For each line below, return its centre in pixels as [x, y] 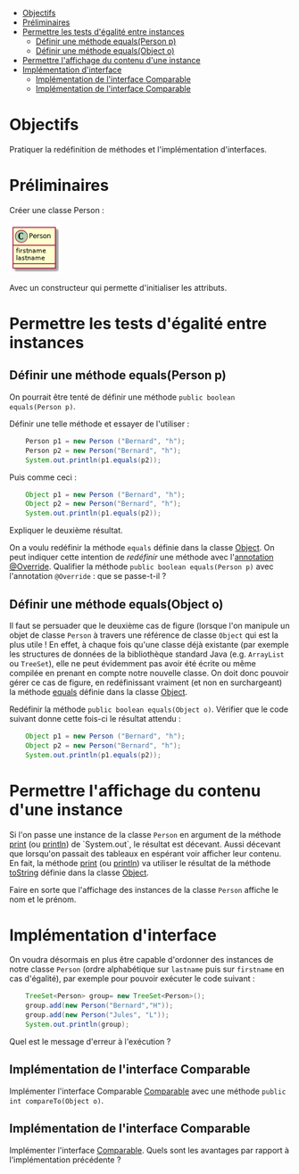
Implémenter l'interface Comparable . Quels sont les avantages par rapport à [149, 1150]
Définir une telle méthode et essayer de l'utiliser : [100, 424]
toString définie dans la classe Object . [79, 872]
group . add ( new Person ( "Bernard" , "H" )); [100, 1006]
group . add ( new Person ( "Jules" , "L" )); [97, 1015]
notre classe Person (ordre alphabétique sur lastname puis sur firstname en [147, 969]
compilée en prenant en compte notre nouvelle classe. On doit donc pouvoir [149, 673]
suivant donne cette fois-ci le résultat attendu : [95, 718]
